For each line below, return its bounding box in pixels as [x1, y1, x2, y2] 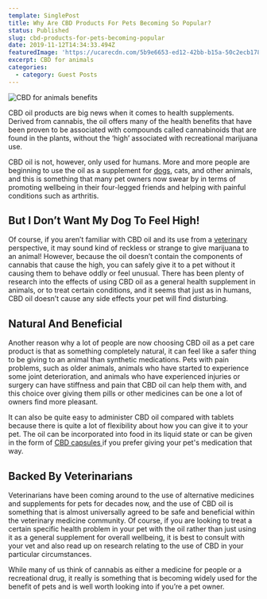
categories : [8, 64, 48, 71]
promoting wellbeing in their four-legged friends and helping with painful [8, 182, 246, 191]
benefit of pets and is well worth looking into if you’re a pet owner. [8, 582, 225, 592]
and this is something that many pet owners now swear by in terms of [8, 174, 237, 184]
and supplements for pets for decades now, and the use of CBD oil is [8, 499, 234, 508]
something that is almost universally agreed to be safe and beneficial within [8, 508, 256, 517]
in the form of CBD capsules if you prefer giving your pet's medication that [8, 438, 253, 447]
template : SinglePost [8, 11, 80, 20]
